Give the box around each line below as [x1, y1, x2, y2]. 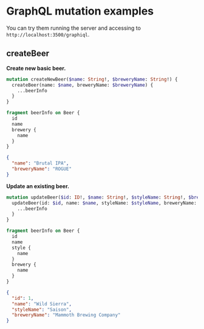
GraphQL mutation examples [6, 4, 154, 18]
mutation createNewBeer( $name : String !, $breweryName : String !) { [6, 76, 178, 83]
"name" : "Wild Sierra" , [12, 300, 72, 307]
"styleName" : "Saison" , [12, 307, 72, 313]
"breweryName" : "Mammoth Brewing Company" [12, 312, 121, 318]
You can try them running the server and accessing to [6, 24, 141, 32]
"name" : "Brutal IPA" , [12, 160, 69, 166]
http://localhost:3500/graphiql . [6, 30, 90, 38]
